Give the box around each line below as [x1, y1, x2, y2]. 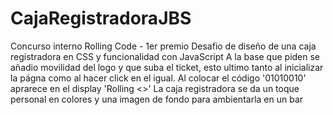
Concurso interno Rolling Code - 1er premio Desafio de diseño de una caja [10, 40, 317, 52]
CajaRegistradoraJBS [10, 7, 192, 30]
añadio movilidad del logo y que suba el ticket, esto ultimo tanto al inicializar [10, 61, 324, 73]
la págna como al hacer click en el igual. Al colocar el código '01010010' [10, 72, 307, 84]
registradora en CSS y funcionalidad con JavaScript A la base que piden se [10, 50, 321, 62]
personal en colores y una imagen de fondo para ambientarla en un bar [10, 93, 304, 105]
